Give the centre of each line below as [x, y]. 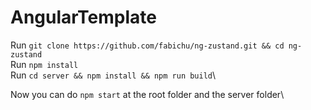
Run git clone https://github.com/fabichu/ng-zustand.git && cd [147, 45]
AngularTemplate [84, 17]
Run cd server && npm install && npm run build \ [113, 75]
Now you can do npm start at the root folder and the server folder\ [147, 94]
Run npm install [44, 64]
